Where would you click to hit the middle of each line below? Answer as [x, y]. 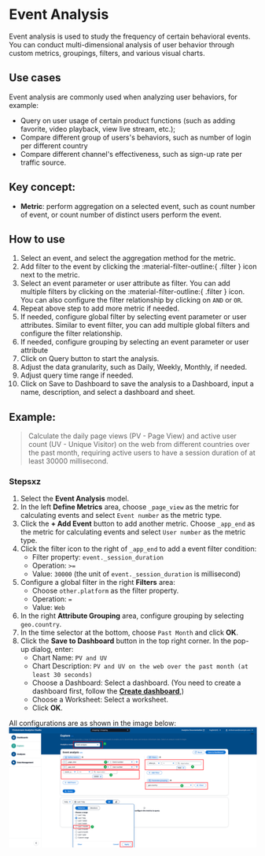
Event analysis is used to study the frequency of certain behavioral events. [130, 36]
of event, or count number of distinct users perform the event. [121, 214]
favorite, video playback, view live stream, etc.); [98, 128]
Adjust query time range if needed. [77, 375]
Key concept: [42, 187]
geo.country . [41, 624]
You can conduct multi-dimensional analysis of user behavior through [122, 44]
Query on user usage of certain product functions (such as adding [127, 121]
